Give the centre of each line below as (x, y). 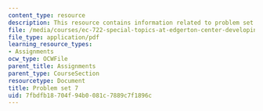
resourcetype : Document (47, 81)
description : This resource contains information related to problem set (131, 23)
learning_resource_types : (50, 45)
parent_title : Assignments (52, 66)
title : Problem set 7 (43, 88)
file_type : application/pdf (54, 37)
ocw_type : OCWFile (38, 59)
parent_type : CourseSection (54, 73)
